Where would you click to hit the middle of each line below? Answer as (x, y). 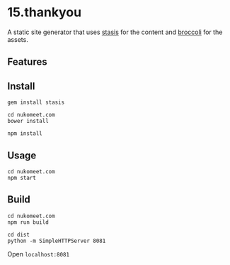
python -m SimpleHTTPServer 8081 (57, 241)
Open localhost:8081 (38, 254)
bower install (28, 121)
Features (27, 62)
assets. (18, 39)
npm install (25, 134)
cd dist (19, 234)
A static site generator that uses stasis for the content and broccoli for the (115, 32)
